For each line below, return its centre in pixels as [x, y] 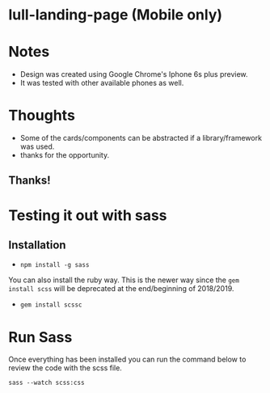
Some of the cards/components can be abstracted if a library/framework [141, 138]
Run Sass [40, 337]
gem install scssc [51, 305]
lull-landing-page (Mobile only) [116, 15]
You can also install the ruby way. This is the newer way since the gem [124, 280]
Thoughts [42, 116]
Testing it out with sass [88, 215]
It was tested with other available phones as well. [102, 83]
